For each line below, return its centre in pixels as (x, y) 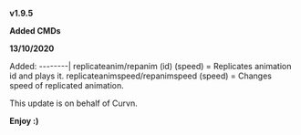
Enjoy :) (24, 121)
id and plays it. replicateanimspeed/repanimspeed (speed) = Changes (140, 76)
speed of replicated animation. (67, 85)
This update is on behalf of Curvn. (74, 103)
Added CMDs (35, 31)
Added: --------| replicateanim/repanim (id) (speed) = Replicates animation (150, 66)
